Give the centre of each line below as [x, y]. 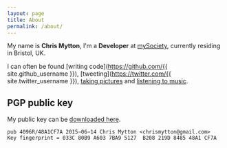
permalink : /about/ [35, 26]
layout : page [26, 13]
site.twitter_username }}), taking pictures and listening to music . [98, 81]
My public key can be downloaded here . [64, 119]
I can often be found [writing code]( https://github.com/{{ [87, 67]
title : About [26, 20]
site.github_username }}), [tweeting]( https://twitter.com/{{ [89, 74]
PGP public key [40, 103]
